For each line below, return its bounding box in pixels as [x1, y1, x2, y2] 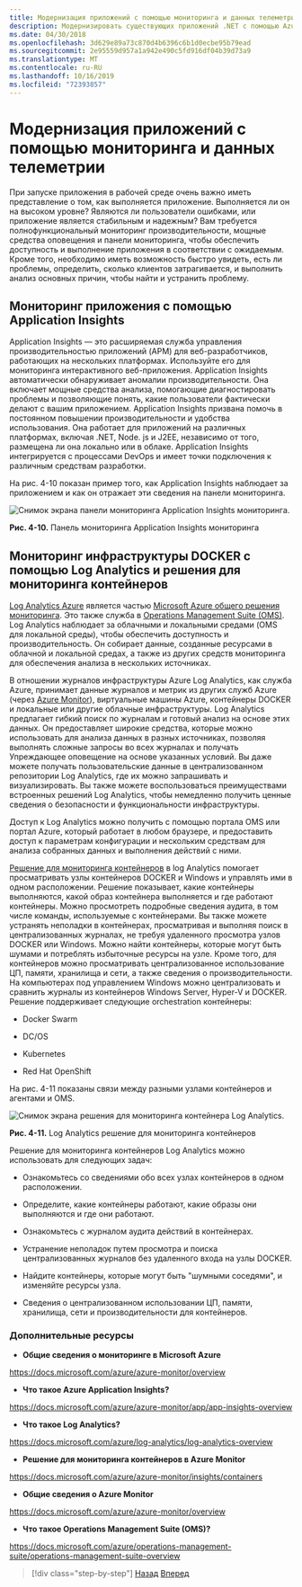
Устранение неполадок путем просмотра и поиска [22, 1244, 218, 1255]
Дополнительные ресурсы [9, 1329, 135, 1342]
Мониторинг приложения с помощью [9, 298, 232, 314]
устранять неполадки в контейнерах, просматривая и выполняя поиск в [9, 920, 289, 931]
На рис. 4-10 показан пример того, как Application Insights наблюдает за [9, 478, 289, 489]
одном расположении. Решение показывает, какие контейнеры [9, 882, 254, 892]
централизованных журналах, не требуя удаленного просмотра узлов [9, 929, 281, 940]
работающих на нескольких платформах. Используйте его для [9, 356, 251, 367]
